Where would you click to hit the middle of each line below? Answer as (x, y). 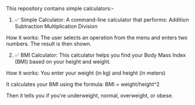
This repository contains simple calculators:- (60, 8)
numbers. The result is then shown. (49, 44)
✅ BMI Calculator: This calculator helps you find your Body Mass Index (100, 55)
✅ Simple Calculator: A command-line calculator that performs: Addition (102, 20)
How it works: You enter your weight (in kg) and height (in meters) (86, 73)
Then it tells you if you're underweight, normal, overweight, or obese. (90, 95)
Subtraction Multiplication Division (56, 26)
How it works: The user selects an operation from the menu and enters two (97, 38)
